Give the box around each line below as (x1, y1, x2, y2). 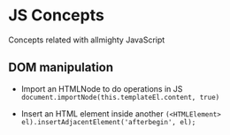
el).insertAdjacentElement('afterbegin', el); (20, 117, 196, 126)
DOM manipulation (8, 60, 114, 75)
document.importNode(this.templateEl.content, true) (20, 93, 220, 101)
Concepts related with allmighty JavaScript (8, 34, 165, 45)
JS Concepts (8, 5, 105, 26)
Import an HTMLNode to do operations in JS (20, 83, 183, 94)
